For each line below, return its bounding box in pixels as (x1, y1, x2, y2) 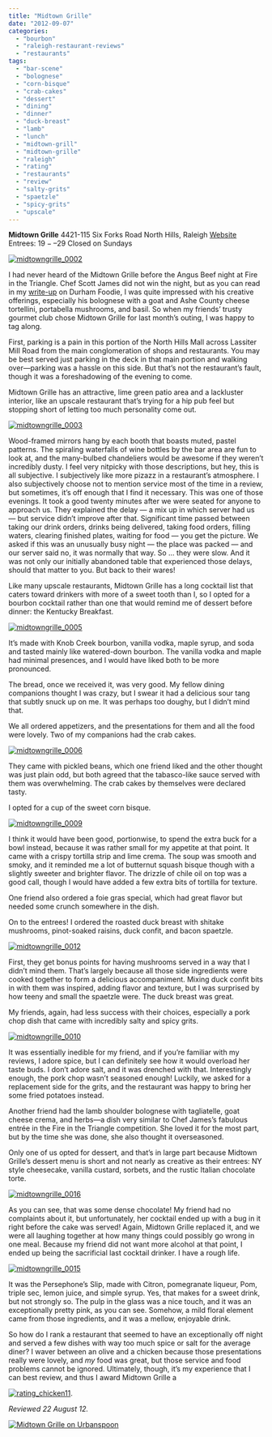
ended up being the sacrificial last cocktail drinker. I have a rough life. (8, 1248, 240, 1258)
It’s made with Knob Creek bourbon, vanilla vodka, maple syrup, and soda (8, 638, 255, 648)
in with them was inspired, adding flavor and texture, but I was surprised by (8, 983, 260, 993)
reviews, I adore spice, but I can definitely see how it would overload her (8, 1056, 250, 1066)
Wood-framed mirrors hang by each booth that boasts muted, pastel (8, 436, 236, 446)
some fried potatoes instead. (8, 1091, 104, 1101)
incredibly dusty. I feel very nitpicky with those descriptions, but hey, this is (8, 462, 259, 472)
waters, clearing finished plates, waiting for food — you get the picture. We (8, 531, 259, 541)
